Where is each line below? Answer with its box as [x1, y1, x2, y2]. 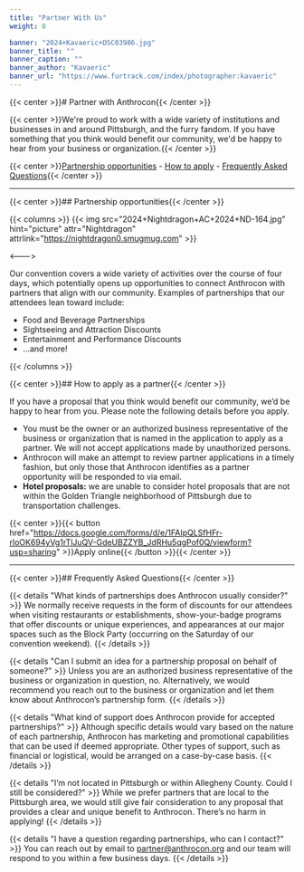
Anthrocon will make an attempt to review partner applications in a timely [22, 452, 295, 463]
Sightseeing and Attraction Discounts [22, 323, 161, 335]
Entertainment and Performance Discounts [22, 333, 182, 344]
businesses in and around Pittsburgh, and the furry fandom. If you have [9, 123, 276, 134]
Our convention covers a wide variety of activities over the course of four [9, 268, 283, 279]
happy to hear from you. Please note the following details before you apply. [9, 405, 290, 417]
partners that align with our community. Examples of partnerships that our [9, 287, 285, 298]
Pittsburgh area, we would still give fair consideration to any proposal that [9, 796, 283, 807]
